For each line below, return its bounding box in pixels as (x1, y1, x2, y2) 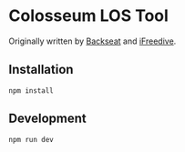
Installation (8, 62, 74, 77)
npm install (8, 86, 54, 96)
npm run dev (8, 135, 54, 144)
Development (8, 111, 87, 127)
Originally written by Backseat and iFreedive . (8, 35, 177, 46)
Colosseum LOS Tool (8, 5, 170, 26)
